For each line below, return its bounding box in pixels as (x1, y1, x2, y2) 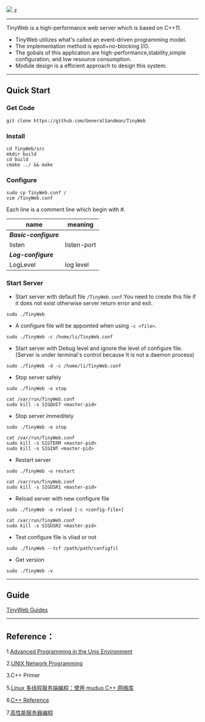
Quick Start (6, 86, 51, 96)
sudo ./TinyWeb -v (6, 568, 53, 574)
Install (6, 132, 26, 140)
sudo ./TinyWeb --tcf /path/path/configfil (6, 545, 119, 551)
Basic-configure (9, 231, 59, 239)
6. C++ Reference (6, 696, 49, 704)
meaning (67, 220, 94, 229)
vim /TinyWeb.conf (6, 195, 53, 201)
